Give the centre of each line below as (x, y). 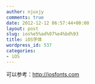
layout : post (22, 28)
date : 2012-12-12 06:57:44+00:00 (48, 23)
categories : (21, 51)
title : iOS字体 (24, 40)
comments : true (25, 17)
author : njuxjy (25, 12)
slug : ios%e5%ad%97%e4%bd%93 (42, 34)
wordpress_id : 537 (29, 46)
